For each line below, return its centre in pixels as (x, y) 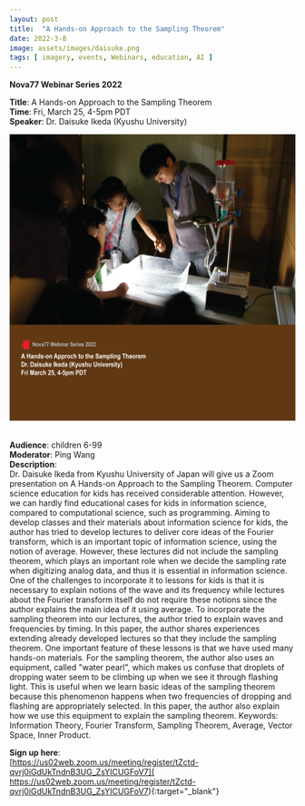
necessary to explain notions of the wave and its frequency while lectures (147, 590)
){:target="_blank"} (184, 791)
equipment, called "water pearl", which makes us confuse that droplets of (147, 668)
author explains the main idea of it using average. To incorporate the (137, 610)
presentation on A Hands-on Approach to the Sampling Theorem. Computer (151, 484)
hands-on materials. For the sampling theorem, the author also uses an (142, 658)
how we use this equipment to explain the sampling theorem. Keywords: (144, 716)
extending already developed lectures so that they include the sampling (143, 639)
